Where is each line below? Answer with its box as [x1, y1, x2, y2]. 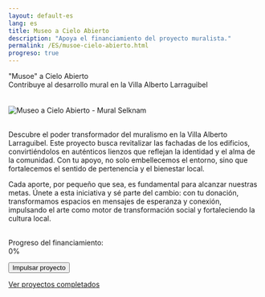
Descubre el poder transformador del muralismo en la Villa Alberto [8, 130, 228, 139]
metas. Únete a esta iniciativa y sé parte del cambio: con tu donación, [8, 188, 239, 197]
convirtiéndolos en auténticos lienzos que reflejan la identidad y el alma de [8, 146, 255, 156]
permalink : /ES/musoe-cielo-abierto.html [8, 42, 149, 50]
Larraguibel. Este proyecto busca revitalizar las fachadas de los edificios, [8, 138, 251, 147]
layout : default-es [8, 11, 74, 20]
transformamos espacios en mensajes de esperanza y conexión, [8, 196, 222, 206]
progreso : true [8, 49, 59, 57]
